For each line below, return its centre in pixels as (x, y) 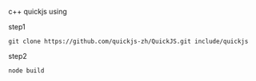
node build (26, 71)
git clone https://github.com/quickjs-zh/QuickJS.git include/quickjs (128, 41)
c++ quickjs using (38, 12)
